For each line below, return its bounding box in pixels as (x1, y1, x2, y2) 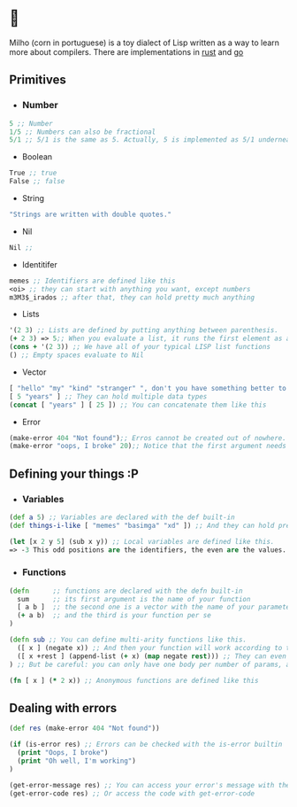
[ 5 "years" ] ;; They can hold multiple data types (9, 392, 208, 401)
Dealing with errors (9, 700, 118, 716)
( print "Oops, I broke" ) (17, 749, 109, 757)
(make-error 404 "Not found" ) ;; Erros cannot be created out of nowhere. (9, 433, 287, 442)
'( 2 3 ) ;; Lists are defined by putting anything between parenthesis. (9, 326, 278, 335)
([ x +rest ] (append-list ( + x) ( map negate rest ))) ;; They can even (17, 651, 287, 661)
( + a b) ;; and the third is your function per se (17, 611, 212, 620)
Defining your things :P (9, 466, 139, 481)
